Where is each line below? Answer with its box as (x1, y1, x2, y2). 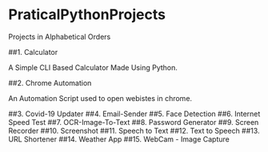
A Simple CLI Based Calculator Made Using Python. (8, 62, 178, 72)
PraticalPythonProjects (8, 6, 166, 24)
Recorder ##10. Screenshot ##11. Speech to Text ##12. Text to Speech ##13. (8, 126, 260, 135)
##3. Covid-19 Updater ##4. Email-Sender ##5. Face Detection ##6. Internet (8, 109, 261, 119)
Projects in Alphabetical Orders (8, 32, 111, 41)
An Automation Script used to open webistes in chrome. (8, 93, 193, 103)
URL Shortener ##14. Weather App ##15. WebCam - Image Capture (8, 134, 230, 144)
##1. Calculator (8, 47, 58, 57)
